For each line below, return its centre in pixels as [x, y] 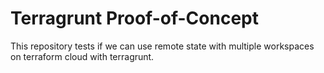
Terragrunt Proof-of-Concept [134, 18]
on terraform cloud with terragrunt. [82, 56]
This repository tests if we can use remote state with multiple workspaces [162, 46]
